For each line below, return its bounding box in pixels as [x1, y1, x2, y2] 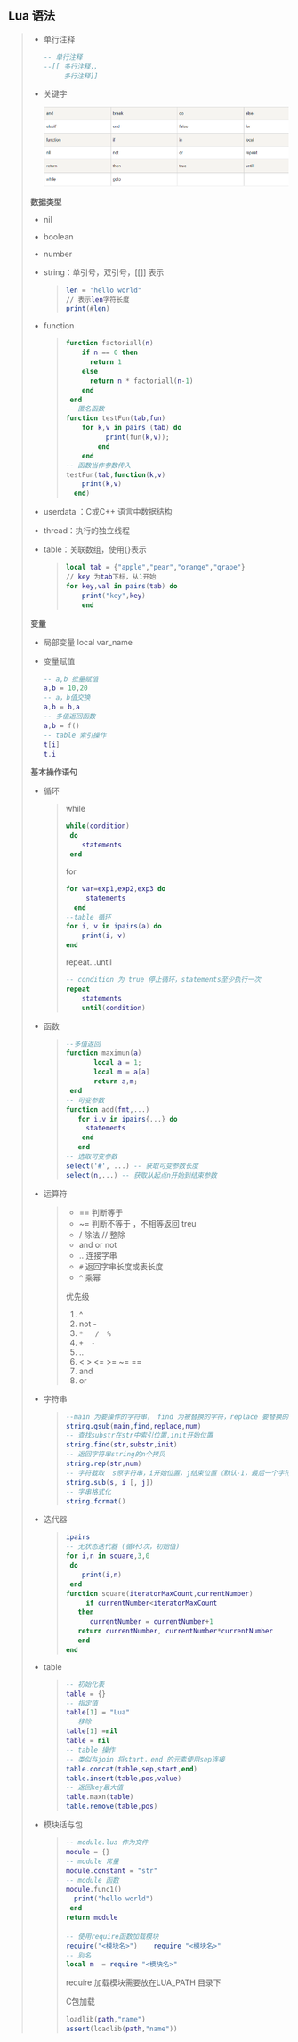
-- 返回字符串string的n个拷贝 [65, 1450, 165, 1459]
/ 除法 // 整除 [78, 1229, 126, 1240]
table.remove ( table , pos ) [65, 1802, 158, 1811]
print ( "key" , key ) [82, 591, 146, 600]
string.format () [65, 1496, 126, 1506]
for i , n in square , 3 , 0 [65, 1552, 150, 1560]
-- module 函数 [65, 1876, 119, 1884]
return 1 [89, 358, 122, 367]
